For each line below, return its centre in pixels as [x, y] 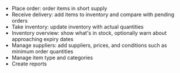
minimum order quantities [42, 51]
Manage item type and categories [52, 58]
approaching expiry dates [42, 39]
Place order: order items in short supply [59, 8]
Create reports [29, 64]
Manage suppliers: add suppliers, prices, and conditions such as [89, 45]
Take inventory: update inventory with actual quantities [78, 27]
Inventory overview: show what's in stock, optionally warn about [89, 33]
